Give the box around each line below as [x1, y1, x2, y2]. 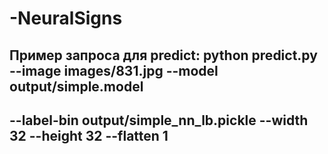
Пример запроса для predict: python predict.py [9, 47, 318, 64]
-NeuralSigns [9, 7, 123, 30]
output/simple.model [9, 78, 144, 95]
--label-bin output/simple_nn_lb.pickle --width [9, 112, 309, 129]
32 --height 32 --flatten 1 [9, 127, 169, 144]
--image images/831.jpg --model [9, 62, 219, 79]
